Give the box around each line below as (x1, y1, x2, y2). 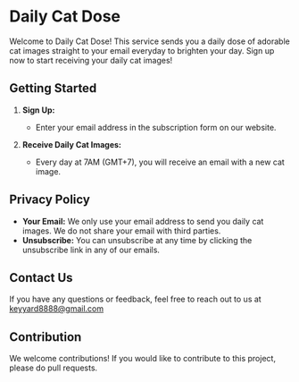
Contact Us (9, 270, 73, 285)
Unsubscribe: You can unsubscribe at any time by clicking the (21, 234, 253, 245)
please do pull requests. (9, 362, 98, 373)
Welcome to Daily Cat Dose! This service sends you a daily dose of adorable (9, 36, 290, 47)
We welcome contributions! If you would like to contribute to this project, (9, 353, 277, 364)
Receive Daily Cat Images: (21, 139, 122, 149)
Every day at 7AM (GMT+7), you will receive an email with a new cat (35, 157, 286, 167)
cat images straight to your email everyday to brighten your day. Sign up (9, 45, 275, 55)
